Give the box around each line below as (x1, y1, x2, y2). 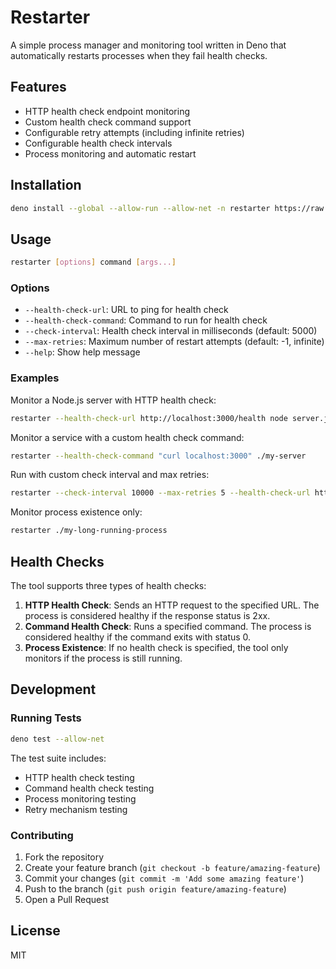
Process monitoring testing (24, 792, 137, 805)
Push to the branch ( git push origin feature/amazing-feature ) (24, 882, 287, 895)
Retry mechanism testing (24, 803, 128, 815)
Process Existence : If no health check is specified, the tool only (24, 642, 289, 654)
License (10, 922, 61, 940)
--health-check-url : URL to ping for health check (24, 304, 229, 316)
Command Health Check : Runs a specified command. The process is (24, 621, 312, 633)
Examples (10, 371, 60, 385)
